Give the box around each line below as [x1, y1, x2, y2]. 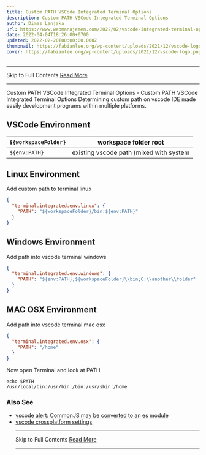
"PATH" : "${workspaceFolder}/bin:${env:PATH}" [17, 209, 139, 215]
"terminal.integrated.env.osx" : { [12, 338, 100, 345]
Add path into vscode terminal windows [6, 253, 107, 260]
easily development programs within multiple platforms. [6, 102, 147, 109]
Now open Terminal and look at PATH [6, 367, 101, 374]
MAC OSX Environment [6, 304, 97, 315]
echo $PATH [6, 378, 34, 385]
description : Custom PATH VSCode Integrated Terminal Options [6, 15, 169, 21]
